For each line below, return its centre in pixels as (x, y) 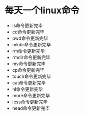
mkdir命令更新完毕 (32, 44)
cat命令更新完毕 (29, 82)
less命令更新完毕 (30, 102)
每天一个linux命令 (42, 10)
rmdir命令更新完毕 (31, 57)
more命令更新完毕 (31, 95)
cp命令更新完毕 (28, 70)
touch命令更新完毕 (32, 76)
